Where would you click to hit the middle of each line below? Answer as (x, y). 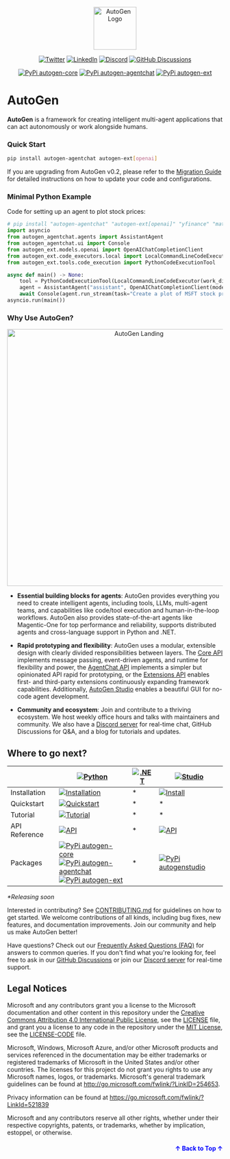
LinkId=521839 (28, 1104)
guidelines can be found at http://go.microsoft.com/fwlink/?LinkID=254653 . (114, 1084)
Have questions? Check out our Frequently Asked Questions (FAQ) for (105, 945)
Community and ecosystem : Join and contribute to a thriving (104, 710)
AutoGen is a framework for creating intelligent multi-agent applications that (115, 119)
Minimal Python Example (49, 197)
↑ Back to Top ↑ (199, 1148)
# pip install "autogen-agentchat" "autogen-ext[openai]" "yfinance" (108, 224)
